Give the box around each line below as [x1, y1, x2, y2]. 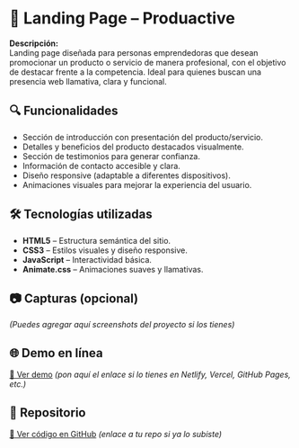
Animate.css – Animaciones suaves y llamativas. [22, 264, 204, 274]
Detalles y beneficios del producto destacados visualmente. [22, 141, 244, 152]
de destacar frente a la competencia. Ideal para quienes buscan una [9, 67, 262, 77]
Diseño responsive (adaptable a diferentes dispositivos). [22, 170, 231, 181]
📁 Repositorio [9, 405, 86, 420]
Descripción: [9, 38, 58, 49]
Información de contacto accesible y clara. [22, 160, 181, 171]
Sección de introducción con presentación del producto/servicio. [22, 131, 263, 142]
